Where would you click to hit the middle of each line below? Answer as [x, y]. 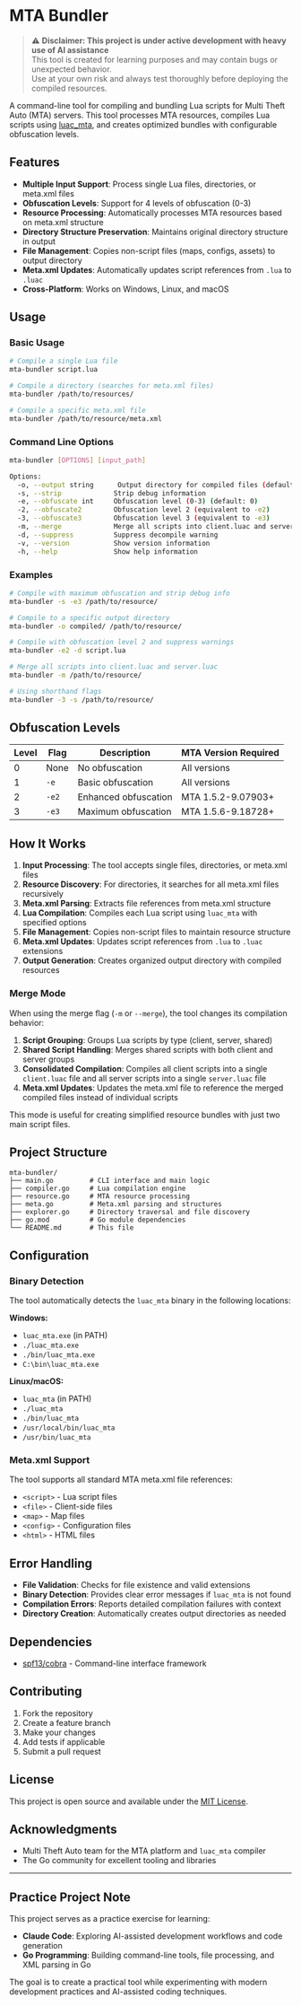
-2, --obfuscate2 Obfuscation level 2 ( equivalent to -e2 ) [144, 510]
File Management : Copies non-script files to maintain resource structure [156, 932]
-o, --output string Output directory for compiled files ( [142, 485]
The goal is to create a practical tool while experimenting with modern [138, 1982]
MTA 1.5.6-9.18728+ [228, 811]
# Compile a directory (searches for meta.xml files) [112, 386]
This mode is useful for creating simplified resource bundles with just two [145, 1115]
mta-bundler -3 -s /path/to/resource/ [82, 700]
